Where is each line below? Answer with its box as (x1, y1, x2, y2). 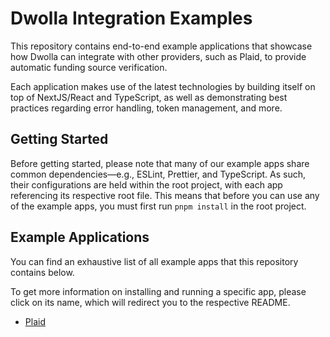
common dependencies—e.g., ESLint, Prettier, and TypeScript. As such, (10, 168, 307, 180)
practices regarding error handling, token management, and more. (10, 102, 283, 114)
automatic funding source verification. (10, 61, 168, 73)
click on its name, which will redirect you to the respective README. (10, 296, 291, 308)
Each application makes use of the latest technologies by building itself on (10, 80, 316, 92)
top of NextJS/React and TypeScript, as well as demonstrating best (10, 91, 288, 103)
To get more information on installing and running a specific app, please (10, 285, 307, 297)
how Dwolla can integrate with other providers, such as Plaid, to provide (10, 50, 307, 62)
